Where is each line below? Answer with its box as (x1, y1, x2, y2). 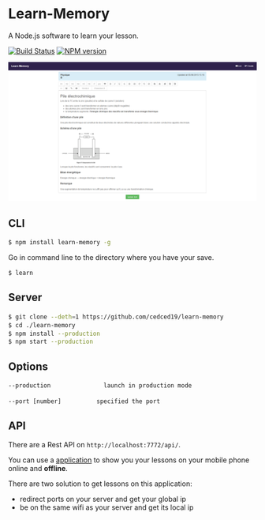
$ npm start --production (8, 337, 93, 346)
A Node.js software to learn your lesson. (8, 31, 140, 40)
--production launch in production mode (8, 382, 192, 390)
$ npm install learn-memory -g (8, 239, 111, 247)
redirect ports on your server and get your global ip (19, 494, 187, 503)
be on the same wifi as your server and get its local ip (19, 503, 194, 512)
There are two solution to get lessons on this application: (8, 479, 192, 488)
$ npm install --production (8, 330, 101, 337)
